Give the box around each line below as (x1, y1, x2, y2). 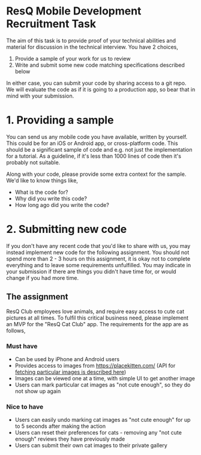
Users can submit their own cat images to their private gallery (14, 442, 168, 449)
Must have (6, 342, 38, 350)
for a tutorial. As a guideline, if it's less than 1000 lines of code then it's (6, 152, 182, 159)
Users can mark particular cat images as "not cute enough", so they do (14, 381, 191, 388)
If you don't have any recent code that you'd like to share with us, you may (6, 242, 191, 249)
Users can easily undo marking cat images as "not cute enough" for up (14, 416, 191, 424)
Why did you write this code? (14, 194, 87, 202)
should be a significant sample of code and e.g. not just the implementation (6, 146, 193, 153)
